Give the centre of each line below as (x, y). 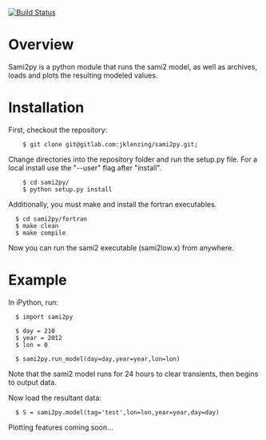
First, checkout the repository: (58, 130)
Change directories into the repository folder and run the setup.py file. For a (133, 159)
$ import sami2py (44, 317)
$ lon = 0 (32, 345)
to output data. (33, 382)
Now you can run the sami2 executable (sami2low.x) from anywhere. (121, 247)
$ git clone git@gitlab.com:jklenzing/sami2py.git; (110, 144)
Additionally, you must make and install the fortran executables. (113, 204)
